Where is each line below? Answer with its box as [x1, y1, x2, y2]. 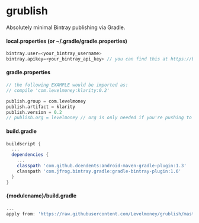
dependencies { [11, 152, 49, 158]
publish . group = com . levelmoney [6, 98, 86, 104]
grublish [6, 4, 49, 18]
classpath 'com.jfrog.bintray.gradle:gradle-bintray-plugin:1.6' [17, 168, 182, 174]
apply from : [6, 211, 36, 217]
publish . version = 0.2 [6, 109, 62, 115]
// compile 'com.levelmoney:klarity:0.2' [6, 87, 110, 93]
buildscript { [6, 141, 41, 146]
